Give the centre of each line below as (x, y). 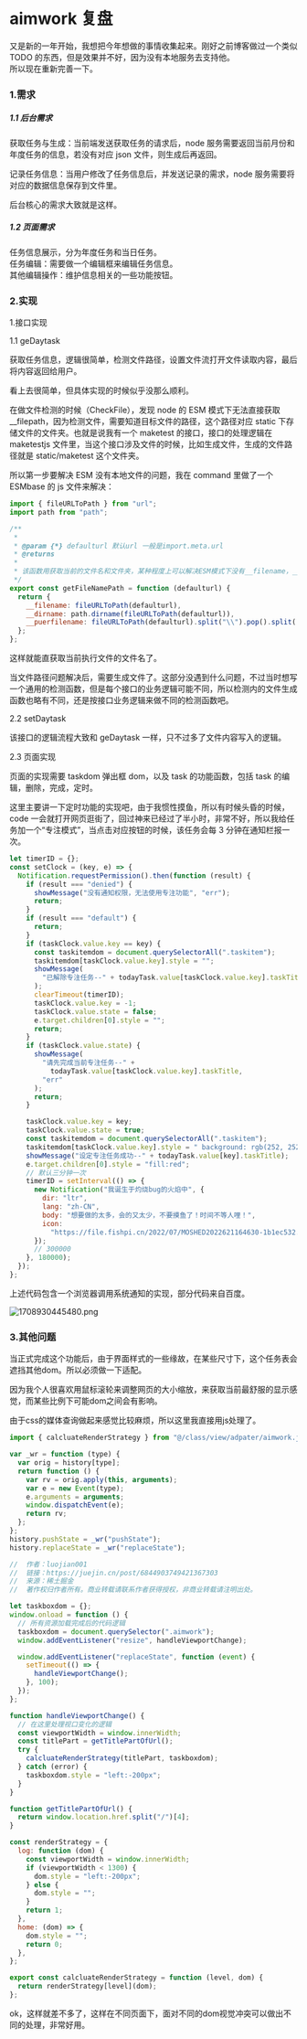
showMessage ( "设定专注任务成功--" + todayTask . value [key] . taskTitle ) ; (158, 1156)
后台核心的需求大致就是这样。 (65, 204)
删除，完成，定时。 (61, 788)
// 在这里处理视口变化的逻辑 (65, 1724)
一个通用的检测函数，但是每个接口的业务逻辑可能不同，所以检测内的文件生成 (153, 689)
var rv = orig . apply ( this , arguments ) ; (102, 1479)
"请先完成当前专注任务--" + (89, 1063)
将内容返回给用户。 (46, 371)
